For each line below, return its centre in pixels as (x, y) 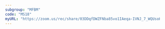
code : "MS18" (18, 14)
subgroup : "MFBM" (23, 10)
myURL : (12, 19)
